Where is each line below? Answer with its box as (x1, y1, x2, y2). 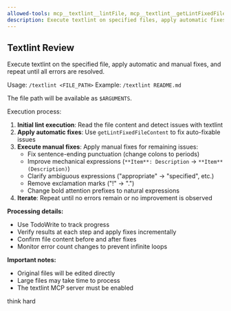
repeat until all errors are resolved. (7, 67, 105, 76)
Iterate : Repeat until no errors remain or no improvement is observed (16, 194, 213, 202)
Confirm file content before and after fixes (16, 235, 137, 244)
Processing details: (7, 207, 64, 215)
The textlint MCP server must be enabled (16, 283, 134, 292)
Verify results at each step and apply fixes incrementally (16, 228, 177, 236)
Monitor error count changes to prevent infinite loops (16, 242, 168, 251)
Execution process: (7, 107, 62, 116)
